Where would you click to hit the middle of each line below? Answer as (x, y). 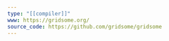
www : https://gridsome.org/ (49, 20)
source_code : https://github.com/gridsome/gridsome (84, 26)
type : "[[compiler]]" (39, 14)
